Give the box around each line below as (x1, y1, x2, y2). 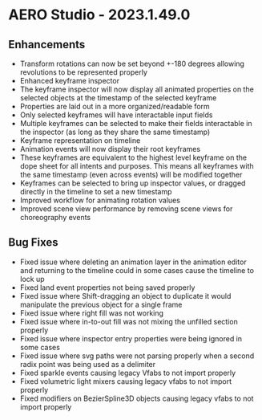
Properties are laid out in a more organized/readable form (19, 102, 210, 111)
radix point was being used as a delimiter (19, 359, 156, 369)
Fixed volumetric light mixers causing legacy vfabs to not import (19, 376, 232, 386)
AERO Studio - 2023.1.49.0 (8, 6, 191, 24)
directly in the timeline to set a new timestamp (19, 187, 172, 196)
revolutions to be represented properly (19, 67, 148, 77)
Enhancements (8, 38, 86, 51)
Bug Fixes (8, 235, 58, 250)
